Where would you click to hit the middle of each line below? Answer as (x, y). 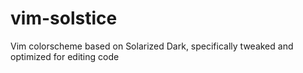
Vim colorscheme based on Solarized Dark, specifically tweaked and (152, 46)
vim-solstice (64, 18)
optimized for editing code (65, 56)
